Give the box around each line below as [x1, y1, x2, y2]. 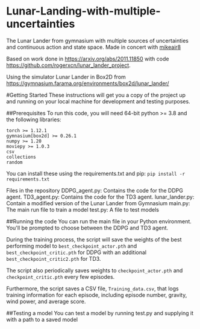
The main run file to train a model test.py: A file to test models [6, 206, 160, 213]
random [6, 159, 23, 165]
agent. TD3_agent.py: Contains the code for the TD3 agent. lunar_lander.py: [6, 193, 195, 200]
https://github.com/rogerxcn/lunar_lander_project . [6, 62, 131, 69]
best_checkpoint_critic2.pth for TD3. [6, 255, 101, 262]
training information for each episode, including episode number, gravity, [6, 291, 187, 298]
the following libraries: [6, 116, 61, 123]
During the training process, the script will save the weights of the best [6, 235, 182, 243]
